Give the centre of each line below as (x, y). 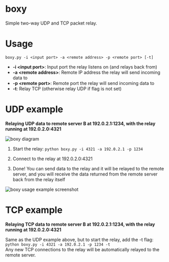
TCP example (34, 210)
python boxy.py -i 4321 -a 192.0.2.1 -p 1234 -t (58, 244)
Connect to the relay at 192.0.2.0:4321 (52, 159)
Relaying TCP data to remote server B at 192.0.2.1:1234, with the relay (80, 224)
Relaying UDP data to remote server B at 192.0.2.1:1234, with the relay (80, 123)
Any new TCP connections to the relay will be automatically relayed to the (82, 249)
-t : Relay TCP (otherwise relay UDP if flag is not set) (67, 89)
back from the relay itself (39, 179)
